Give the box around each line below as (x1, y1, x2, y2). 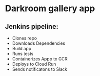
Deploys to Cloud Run (12, 61, 56, 67)
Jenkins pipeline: (5, 22, 59, 31)
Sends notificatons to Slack (12, 66, 67, 72)
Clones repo (12, 35, 37, 41)
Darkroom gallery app (5, 3, 95, 14)
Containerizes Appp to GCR (12, 56, 68, 61)
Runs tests (12, 51, 34, 57)
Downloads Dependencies (12, 40, 65, 46)
